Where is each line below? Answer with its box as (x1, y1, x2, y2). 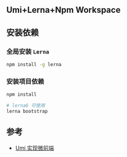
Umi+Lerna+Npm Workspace (6, 5, 121, 15)
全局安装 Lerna (6, 47, 50, 56)
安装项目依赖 (6, 77, 45, 85)
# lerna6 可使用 (6, 102, 45, 109)
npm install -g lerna (6, 61, 62, 68)
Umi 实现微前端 (15, 144, 54, 151)
